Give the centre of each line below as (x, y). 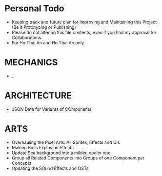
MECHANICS (31, 63)
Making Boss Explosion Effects (43, 147)
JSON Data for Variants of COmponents (51, 109)
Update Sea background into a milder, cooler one (61, 153)
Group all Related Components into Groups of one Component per (78, 158)
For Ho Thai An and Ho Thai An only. (48, 42)
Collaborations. (27, 38)
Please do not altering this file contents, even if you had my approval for (84, 32)
